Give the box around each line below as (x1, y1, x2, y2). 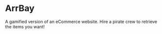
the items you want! (5, 23, 45, 29)
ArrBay (5, 3, 35, 14)
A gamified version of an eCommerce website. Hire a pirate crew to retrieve (5, 19, 158, 24)
